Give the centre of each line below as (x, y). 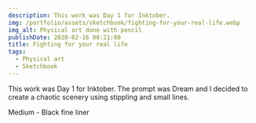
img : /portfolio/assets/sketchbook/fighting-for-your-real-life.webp (124, 23)
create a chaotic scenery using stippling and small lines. (99, 97)
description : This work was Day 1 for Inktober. (89, 15)
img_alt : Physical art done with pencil (75, 30)
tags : (17, 52)
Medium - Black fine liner (49, 112)
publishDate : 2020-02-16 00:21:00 (65, 37)
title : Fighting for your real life (68, 45)
